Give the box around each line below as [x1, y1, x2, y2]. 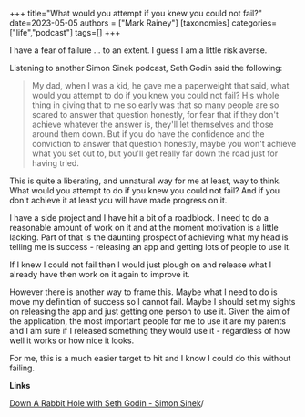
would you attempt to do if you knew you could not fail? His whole [31, 90, 280, 100]
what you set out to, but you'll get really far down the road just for [31, 148, 279, 159]
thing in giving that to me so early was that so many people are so [31, 99, 280, 110]
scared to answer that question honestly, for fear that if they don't [31, 109, 280, 120]
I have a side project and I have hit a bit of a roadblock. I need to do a [9, 213, 269, 223]
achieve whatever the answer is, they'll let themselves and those [31, 119, 275, 130]
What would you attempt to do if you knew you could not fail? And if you [9, 185, 280, 195]
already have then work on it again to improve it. [9, 269, 190, 279]
